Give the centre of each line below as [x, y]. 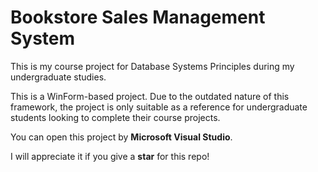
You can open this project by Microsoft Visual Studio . [121, 137]
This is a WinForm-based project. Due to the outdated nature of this [150, 96]
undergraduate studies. [58, 77]
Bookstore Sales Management [138, 17]
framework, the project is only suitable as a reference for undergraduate [159, 107]
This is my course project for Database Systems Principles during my [152, 66]
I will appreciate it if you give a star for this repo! [110, 156]
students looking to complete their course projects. [115, 117]
